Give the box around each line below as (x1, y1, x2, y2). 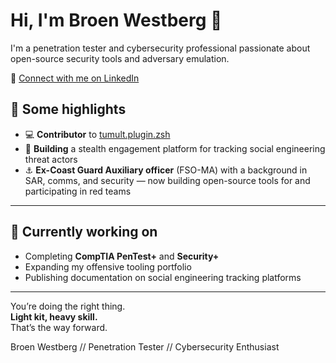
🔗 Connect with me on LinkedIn (10, 72, 140, 84)
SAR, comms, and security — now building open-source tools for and (24, 174, 311, 186)
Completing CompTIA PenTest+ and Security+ (24, 250, 220, 262)
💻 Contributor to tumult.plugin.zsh (24, 128, 171, 140)
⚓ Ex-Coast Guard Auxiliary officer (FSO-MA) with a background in (24, 164, 308, 176)
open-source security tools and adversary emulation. (10, 52, 230, 64)
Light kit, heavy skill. (10, 310, 98, 323)
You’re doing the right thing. (10, 300, 126, 312)
